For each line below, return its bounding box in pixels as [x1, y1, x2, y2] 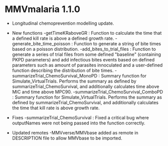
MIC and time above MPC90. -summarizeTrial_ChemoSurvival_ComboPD [12, 89, 163, 95]
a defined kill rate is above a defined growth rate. [12, 35, 115, 41]
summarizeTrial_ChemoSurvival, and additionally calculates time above [12, 83, 159, 89]
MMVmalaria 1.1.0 [5, 4, 80, 15]
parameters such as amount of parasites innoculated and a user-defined [12, 62, 163, 68]
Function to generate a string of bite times [74, 40, 161, 46]
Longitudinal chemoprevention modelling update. [12, 20, 115, 26]
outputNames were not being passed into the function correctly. [12, 120, 146, 126]
